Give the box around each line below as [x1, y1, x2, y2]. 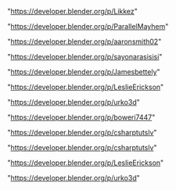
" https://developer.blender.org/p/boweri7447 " [7, 113, 156, 122]
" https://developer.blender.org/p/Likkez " [7, 7, 138, 16]
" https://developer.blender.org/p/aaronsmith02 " [7, 37, 162, 46]
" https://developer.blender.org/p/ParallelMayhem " [7, 22, 169, 30]
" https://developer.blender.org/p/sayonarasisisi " [7, 52, 163, 61]
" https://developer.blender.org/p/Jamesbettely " [7, 67, 161, 77]
